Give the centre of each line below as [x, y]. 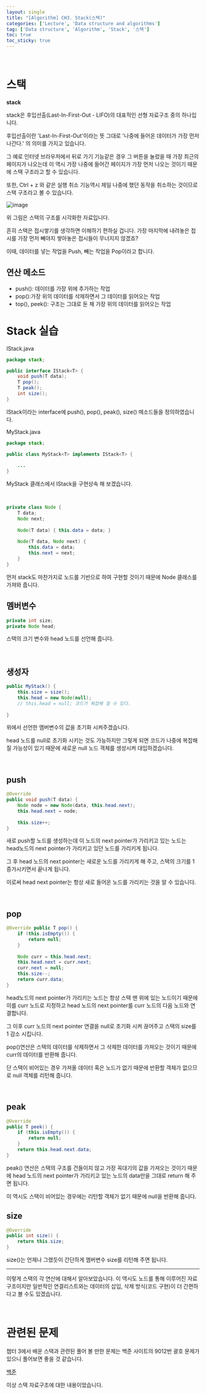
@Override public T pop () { [42, 928]
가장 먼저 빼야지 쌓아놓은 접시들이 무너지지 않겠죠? [78, 238]
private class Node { [34, 508]
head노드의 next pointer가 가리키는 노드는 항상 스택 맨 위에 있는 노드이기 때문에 [102, 998]
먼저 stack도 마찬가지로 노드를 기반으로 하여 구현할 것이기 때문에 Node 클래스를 [102, 577]
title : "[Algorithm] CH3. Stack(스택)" [56, 18]
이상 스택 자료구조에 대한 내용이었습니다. [55, 1385]
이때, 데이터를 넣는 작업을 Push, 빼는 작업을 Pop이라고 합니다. [80, 251]
